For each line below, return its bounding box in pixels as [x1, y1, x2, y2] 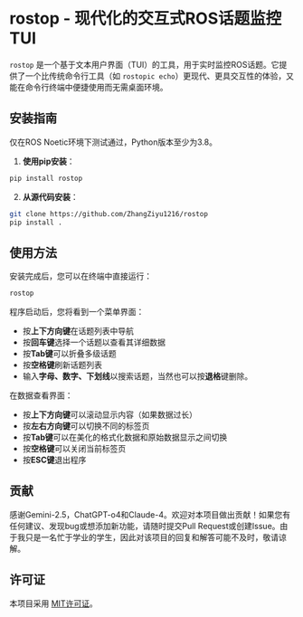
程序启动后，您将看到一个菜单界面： [9, 307, 145, 318]
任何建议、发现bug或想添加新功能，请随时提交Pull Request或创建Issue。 [9, 520, 280, 531]
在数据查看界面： [9, 390, 73, 401]
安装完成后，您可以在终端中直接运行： [9, 271, 152, 281]
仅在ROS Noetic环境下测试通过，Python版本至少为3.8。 [9, 137, 217, 147]
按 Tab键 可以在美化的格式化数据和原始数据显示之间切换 [22, 432, 228, 443]
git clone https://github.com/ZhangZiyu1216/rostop [9, 209, 208, 218]
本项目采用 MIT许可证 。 [9, 598, 98, 609]
